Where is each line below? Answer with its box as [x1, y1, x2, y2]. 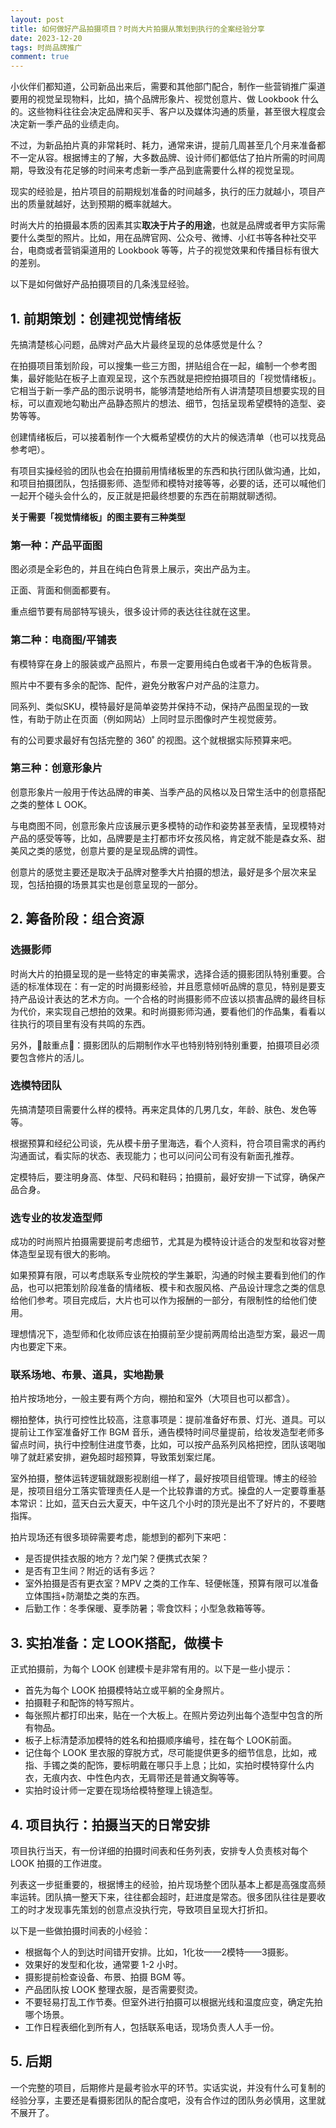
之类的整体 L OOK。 [10, 798, 93, 810]
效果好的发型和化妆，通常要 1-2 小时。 [24, 1959, 183, 1971]
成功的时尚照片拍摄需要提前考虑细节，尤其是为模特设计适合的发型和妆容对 [10, 1236, 317, 1248]
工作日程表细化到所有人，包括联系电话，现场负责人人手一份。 [24, 2021, 280, 2033]
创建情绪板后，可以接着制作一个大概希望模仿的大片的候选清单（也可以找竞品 [10, 431, 326, 443]
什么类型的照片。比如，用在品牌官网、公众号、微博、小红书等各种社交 [18, 232, 308, 244]
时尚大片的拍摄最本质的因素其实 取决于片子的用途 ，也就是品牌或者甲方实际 [10, 219, 317, 231]
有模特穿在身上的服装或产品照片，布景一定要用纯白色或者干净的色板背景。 [10, 657, 317, 670]
